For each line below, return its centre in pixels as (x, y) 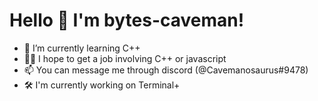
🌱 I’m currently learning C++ (82, 48)
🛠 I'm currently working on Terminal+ (102, 85)
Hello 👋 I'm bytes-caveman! (127, 20)
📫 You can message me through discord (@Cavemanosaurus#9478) (166, 70)
